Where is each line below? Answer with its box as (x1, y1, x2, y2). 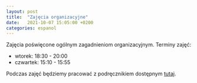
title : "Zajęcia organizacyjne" (6, 14, 88, 20)
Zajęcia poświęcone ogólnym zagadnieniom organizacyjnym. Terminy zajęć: (6, 41, 192, 48)
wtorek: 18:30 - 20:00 (14, 52, 68, 59)
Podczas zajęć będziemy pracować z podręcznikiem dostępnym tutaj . (6, 70, 176, 77)
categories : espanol (6, 25, 57, 31)
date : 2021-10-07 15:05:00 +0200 (6, 19, 94, 25)
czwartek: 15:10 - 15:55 (14, 59, 71, 66)
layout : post (6, 8, 38, 15)
